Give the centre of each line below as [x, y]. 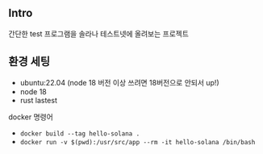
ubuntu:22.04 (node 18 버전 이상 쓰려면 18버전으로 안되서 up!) [119, 82]
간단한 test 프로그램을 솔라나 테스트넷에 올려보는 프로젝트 [99, 33]
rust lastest [39, 100]
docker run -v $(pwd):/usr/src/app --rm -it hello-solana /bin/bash [138, 142]
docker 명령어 [31, 117]
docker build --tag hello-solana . [80, 133]
